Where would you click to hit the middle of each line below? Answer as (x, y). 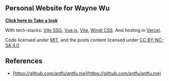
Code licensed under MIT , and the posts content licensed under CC (76, 40)
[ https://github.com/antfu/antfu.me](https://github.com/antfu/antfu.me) (87, 73)
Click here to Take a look (32, 20)
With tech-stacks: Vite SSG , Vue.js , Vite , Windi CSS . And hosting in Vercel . (83, 30)
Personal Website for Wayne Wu (58, 8)
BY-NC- (155, 40)
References (24, 61)
